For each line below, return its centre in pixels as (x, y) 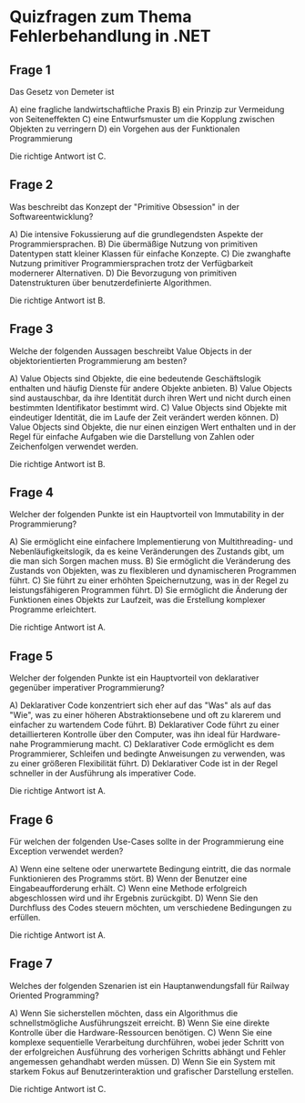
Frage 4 (32, 493)
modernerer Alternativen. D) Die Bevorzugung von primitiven (123, 273)
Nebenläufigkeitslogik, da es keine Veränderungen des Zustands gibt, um (147, 551)
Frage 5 (31, 656)
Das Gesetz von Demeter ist (62, 92)
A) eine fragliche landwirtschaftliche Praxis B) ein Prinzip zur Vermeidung (147, 109)
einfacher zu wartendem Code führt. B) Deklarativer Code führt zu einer (144, 725)
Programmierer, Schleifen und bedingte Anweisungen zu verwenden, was (147, 754)
